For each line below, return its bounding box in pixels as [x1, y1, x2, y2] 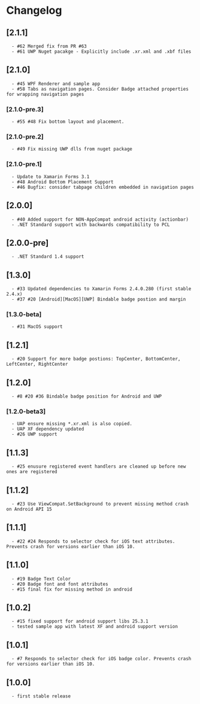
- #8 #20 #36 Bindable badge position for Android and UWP [11, 393, 162, 399]
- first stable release [11, 693, 71, 699]
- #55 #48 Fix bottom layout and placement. [11, 119, 125, 125]
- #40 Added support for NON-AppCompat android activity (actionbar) [11, 216, 189, 222]
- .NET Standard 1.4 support [11, 254, 84, 260]
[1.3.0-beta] [6, 310, 42, 318]
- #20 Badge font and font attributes [11, 581, 109, 587]
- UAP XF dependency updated [11, 426, 84, 432]
